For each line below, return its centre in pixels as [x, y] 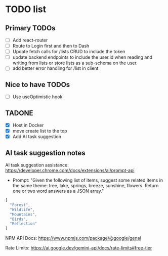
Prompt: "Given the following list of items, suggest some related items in [88, 180]
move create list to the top [40, 131]
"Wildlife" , [23, 209]
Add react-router [30, 40]
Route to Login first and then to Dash [51, 46]
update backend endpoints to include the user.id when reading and [82, 57]
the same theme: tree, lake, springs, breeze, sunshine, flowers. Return [86, 185]
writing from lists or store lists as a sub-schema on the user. [75, 63]
